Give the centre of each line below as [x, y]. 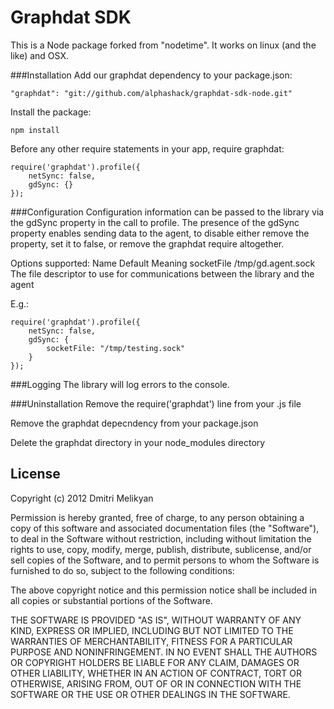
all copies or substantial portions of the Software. [111, 600]
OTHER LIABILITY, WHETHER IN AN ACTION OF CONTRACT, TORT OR [156, 673]
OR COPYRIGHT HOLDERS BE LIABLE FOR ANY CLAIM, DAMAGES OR [155, 662]
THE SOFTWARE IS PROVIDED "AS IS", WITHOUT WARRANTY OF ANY [156, 620]
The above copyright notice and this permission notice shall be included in [163, 590]
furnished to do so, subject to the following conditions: [122, 570]
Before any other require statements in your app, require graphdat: [147, 148]
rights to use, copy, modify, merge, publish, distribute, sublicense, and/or [161, 549]
